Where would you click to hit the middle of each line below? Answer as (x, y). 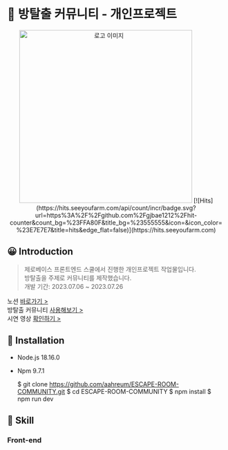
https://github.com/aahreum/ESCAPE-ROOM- (114, 384)
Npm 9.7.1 (31, 371)
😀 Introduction (40, 252)
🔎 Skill (21, 420)
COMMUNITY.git (41, 391)
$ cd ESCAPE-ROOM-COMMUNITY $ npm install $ (139, 391)
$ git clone (32, 384)
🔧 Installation (36, 340)
